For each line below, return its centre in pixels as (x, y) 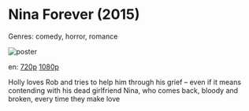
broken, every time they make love (64, 98)
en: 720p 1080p (33, 67)
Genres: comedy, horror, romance (63, 36)
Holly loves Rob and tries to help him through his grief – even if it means (125, 82)
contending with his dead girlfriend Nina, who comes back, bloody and (123, 90)
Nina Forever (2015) (74, 15)
